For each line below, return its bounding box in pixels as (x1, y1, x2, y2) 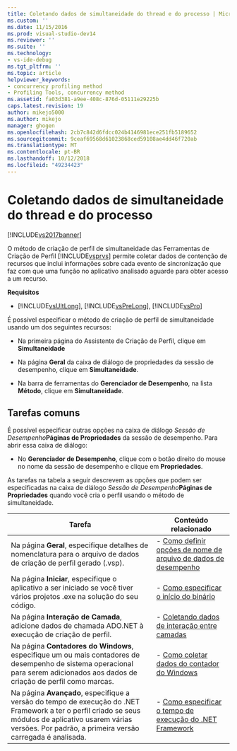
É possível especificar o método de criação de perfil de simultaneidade (7, 315, 214, 324)
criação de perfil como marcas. (11, 676, 114, 686)
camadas (156, 629, 187, 639)
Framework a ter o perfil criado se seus (11, 705, 141, 715)
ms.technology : (7, 50, 52, 57)
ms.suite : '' (7, 43, 46, 50)
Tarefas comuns (7, 407, 80, 419)
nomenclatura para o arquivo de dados (11, 549, 140, 559)
